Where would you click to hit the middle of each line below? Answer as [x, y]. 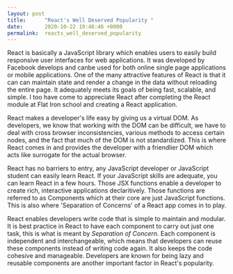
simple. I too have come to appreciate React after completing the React [109, 97]
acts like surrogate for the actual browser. [67, 155]
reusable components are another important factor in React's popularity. [111, 263]
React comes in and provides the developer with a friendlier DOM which [110, 147]
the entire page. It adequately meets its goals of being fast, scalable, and [112, 90]
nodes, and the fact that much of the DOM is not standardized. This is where [117, 140]
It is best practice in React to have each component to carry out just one [111, 226]
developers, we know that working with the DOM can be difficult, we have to [116, 125]
